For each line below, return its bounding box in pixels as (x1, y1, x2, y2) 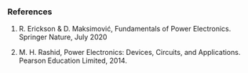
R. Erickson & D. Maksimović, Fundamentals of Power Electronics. (18, 24, 232, 34)
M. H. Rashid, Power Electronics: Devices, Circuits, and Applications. (18, 48, 241, 57)
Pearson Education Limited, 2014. (18, 56, 127, 65)
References (7, 6, 53, 17)
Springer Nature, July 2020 (18, 32, 108, 42)
